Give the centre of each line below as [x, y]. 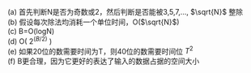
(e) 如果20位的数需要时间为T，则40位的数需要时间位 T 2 [100, 50]
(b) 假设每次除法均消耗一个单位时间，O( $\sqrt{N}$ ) [94, 22]
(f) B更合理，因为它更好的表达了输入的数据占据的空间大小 [104, 61]
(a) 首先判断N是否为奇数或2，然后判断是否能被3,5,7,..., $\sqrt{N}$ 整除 [125, 12]
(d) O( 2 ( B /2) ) [30, 41]
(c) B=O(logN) [31, 31]
